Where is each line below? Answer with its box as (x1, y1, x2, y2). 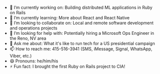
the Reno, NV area (9, 35, 47, 41)
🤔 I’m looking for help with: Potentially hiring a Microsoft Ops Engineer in (9, 30, 154, 36)
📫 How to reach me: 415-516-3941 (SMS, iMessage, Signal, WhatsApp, (9, 46, 153, 52)
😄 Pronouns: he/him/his (9, 58, 58, 64)
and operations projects (9, 25, 58, 31)
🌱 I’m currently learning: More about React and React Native (9, 15, 130, 20)
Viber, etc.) (9, 53, 32, 59)
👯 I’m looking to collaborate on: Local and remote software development (9, 20, 154, 26)
